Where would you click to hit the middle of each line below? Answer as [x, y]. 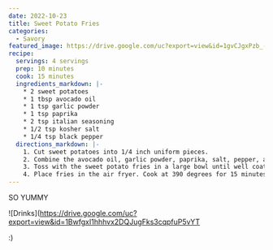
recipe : [22, 54]
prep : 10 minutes [45, 69]
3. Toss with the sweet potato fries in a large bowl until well [136, 167]
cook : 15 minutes [45, 76]
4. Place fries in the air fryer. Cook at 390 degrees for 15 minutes [145, 175]
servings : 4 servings [52, 62]
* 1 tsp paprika [51, 114]
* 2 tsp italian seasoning [69, 122]
